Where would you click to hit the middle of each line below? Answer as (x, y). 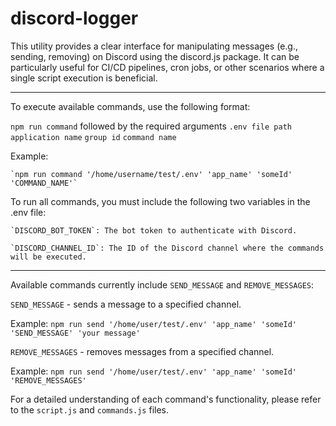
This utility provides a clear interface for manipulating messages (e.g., (154, 46)
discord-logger (74, 18)
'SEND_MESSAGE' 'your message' (75, 333)
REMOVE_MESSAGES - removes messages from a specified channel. (142, 351)
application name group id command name (93, 137)
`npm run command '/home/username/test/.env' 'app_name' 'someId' (151, 174)
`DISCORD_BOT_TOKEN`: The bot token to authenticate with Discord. (154, 230)
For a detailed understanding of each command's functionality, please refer (166, 399)
